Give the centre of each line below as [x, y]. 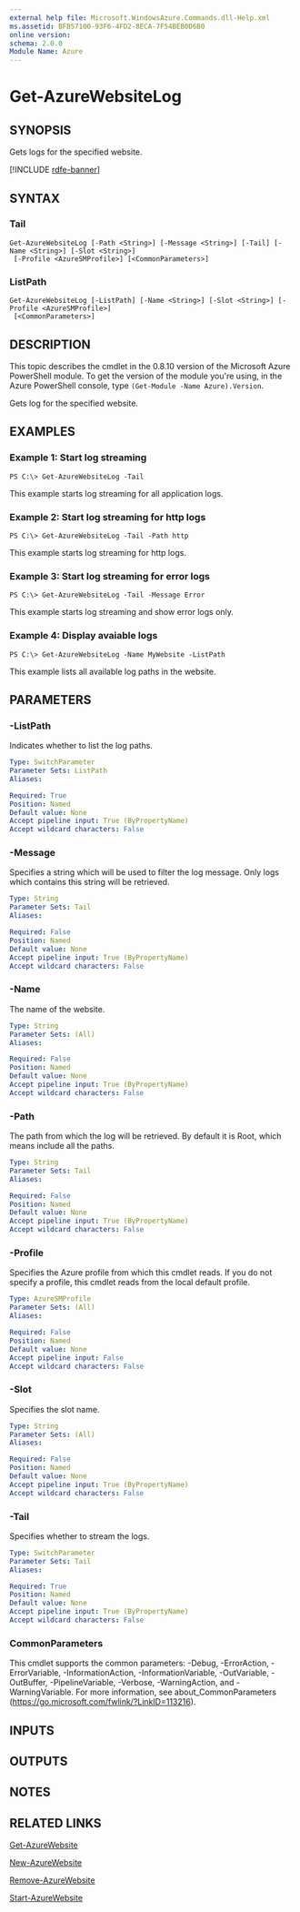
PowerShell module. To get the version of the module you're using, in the [146, 376]
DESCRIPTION [50, 344]
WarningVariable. [42, 1692]
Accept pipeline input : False [67, 1358]
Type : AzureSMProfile [50, 1299]
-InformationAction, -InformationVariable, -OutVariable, [166, 1673]
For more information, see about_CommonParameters [176, 1692]
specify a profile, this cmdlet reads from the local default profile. [130, 1283]
